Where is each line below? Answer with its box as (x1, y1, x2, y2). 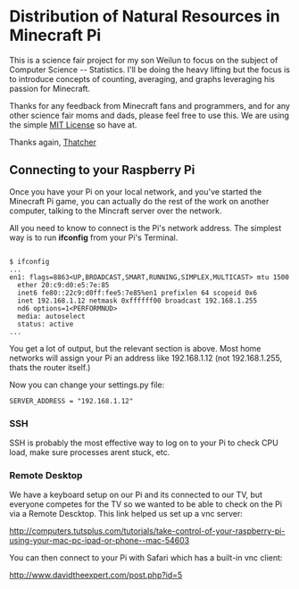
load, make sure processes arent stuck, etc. (9, 447, 170, 458)
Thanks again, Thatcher (9, 137, 96, 147)
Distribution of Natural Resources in (9, 6, 280, 27)
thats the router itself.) (9, 361, 91, 372)
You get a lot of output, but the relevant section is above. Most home (9, 343, 262, 353)
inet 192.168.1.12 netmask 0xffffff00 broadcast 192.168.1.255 (17, 296, 257, 305)
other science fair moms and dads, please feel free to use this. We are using (9, 110, 290, 120)
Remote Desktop (9, 469, 83, 481)
